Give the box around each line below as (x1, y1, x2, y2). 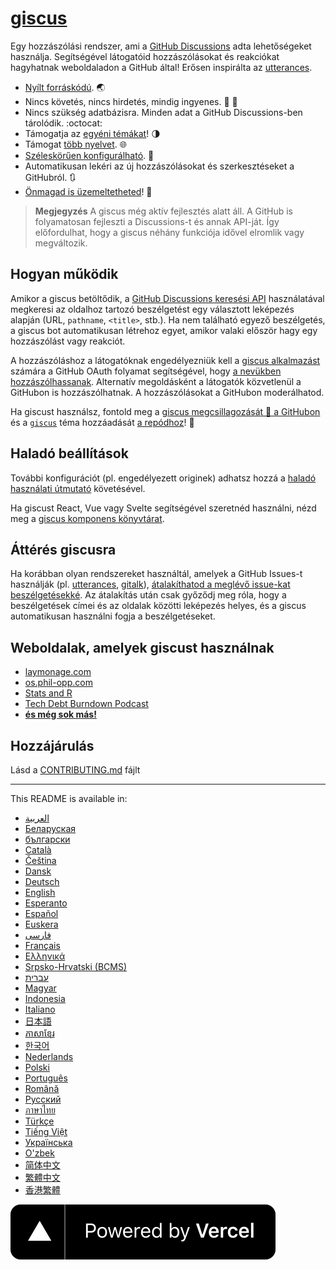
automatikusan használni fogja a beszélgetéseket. (10, 610, 216, 622)
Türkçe (24, 1115, 55, 1127)
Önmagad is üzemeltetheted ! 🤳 (24, 185, 153, 197)
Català (24, 844, 52, 856)
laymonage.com (24, 666, 92, 678)
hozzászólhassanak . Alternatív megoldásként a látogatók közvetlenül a (10, 375, 302, 387)
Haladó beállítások (10, 445, 129, 462)
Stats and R (24, 687, 73, 699)
